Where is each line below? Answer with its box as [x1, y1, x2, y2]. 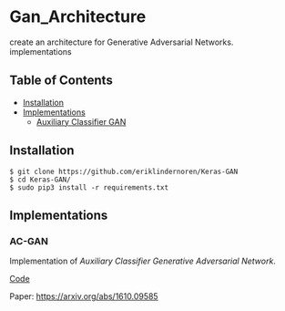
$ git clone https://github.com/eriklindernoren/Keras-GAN [9, 167, 239, 176]
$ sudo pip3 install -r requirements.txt [9, 182, 169, 192]
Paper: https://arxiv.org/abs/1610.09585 [9, 291, 158, 302]
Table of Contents [9, 73, 114, 88]
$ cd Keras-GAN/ [9, 175, 71, 184]
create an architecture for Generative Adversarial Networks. [9, 36, 234, 47]
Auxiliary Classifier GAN [36, 116, 127, 127]
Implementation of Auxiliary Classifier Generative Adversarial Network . [9, 255, 276, 266]
